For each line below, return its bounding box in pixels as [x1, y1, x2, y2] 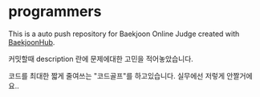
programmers [8, 2, 102, 21]
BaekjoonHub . [8, 37, 55, 46]
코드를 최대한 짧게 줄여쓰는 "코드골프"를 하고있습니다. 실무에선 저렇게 [8, 71, 225, 80]
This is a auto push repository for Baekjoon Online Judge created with [8, 29, 240, 38]
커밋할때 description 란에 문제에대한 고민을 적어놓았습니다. [8, 54, 194, 63]
